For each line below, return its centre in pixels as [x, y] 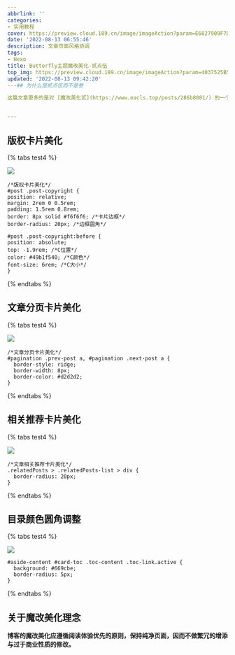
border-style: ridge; [45, 365]
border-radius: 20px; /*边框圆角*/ [57, 224]
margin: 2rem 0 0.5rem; [42, 203]
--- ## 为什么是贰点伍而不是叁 [45, 85]
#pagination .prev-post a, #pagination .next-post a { [89, 358]
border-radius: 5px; [43, 575]
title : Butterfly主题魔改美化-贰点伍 [57, 66]
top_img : [20, 72]
